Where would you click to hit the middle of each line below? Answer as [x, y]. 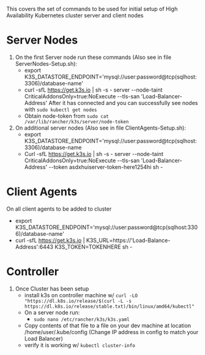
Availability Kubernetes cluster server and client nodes [75, 15]
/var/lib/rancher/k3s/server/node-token [76, 122]
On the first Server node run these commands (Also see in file [93, 57]
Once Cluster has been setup [52, 289]
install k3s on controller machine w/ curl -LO [81, 295]
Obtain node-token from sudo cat [66, 115]
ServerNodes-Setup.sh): [46, 63]
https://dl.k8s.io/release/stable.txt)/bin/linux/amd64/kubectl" [109, 306]
